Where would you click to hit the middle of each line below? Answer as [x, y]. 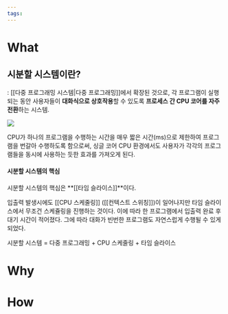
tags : [15, 13]
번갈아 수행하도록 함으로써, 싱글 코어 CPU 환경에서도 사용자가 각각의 [111, 146]
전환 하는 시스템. [28, 109]
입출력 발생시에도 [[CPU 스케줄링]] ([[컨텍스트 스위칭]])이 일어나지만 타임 [105, 202]
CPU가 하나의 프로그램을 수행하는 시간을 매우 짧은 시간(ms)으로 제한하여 [104, 137]
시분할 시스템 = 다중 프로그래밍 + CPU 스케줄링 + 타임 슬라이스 [92, 243]
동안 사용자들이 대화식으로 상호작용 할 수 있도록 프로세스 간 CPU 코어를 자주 [119, 101]
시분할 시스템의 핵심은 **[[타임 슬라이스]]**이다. [72, 188]
